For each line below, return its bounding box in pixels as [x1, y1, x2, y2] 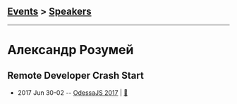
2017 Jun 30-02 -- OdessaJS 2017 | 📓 [17, 88, 128, 97]
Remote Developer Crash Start [7, 70, 145, 82]
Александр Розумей [7, 42, 134, 58]
